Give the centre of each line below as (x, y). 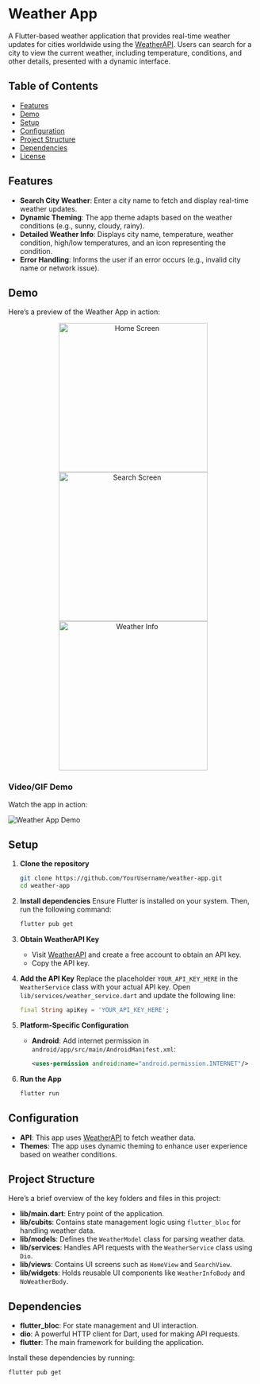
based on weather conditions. (68, 1154)
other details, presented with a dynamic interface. (90, 61)
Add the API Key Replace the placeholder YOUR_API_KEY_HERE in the (129, 978)
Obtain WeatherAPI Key (59, 939)
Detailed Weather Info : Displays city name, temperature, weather (126, 234)
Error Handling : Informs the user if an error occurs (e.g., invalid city (130, 259)
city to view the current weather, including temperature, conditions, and (125, 52)
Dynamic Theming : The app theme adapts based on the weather (126, 217)
